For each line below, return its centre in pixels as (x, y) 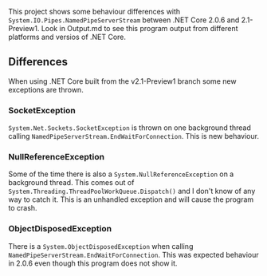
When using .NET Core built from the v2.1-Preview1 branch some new (122, 81)
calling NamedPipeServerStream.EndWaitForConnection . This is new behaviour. (133, 136)
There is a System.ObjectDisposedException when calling (101, 246)
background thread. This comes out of (71, 183)
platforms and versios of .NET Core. (67, 37)
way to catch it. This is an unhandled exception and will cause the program (131, 199)
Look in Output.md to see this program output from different (139, 28)
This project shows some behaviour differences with (94, 12)
